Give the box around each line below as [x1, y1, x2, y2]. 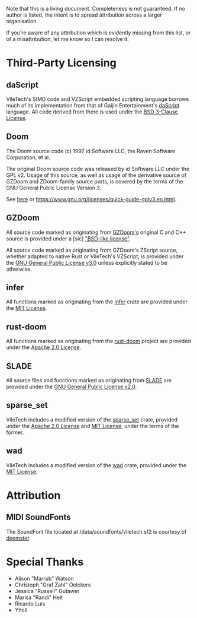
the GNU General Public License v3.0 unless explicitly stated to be [6, 259, 167, 266]
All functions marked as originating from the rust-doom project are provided [6, 338, 191, 345]
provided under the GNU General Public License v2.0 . [6, 383, 137, 391]
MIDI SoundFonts [6, 512, 71, 522]
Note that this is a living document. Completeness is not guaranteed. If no [6, 5, 185, 12]
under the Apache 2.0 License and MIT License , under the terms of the [6, 422, 179, 429]
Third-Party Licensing [6, 56, 117, 70]
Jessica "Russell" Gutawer [14, 587, 80, 594]
